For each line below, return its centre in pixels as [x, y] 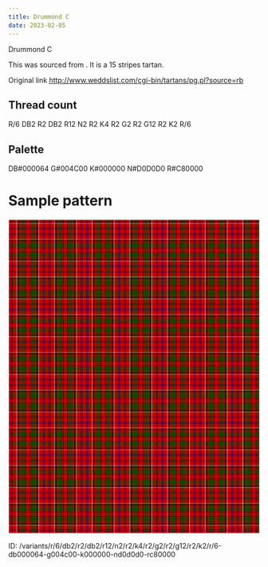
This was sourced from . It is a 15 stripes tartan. [86, 65]
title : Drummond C [39, 17]
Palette [26, 149]
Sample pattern [61, 201]
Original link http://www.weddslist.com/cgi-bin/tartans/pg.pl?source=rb [126, 80]
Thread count [43, 105]
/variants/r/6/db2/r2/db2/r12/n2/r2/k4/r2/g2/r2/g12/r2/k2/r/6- [120, 546]
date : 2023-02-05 [37, 25]
